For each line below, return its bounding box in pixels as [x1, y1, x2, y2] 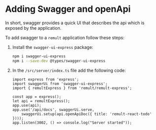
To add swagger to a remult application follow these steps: [5, 35, 125, 41]
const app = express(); [12, 94, 62, 99]
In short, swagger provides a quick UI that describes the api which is [5, 20, 145, 26]
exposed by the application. [5, 25, 62, 31]
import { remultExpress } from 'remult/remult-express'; [12, 86, 132, 90]
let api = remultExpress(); [12, 98, 70, 103]
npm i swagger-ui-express [12, 53, 66, 59]
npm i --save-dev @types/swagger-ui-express [12, 58, 106, 63]
